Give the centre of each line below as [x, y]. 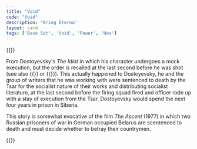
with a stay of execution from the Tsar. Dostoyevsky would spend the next [96, 99]
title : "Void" [24, 11]
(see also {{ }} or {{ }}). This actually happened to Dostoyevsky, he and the [95, 74]
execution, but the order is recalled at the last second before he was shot [95, 67]
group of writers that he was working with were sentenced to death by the [96, 80]
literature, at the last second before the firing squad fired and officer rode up [99, 93]
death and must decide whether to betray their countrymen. [79, 129]
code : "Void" [22, 17]
